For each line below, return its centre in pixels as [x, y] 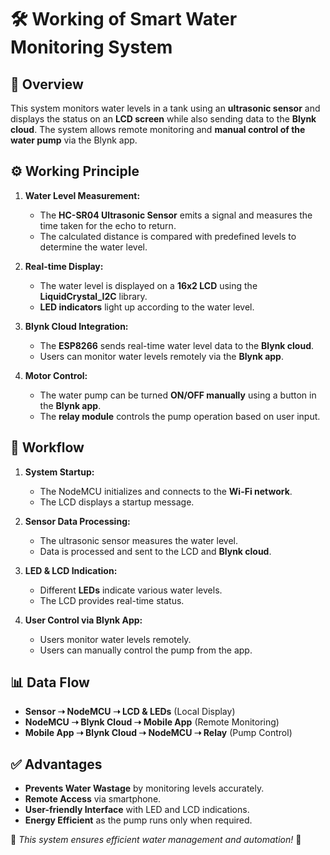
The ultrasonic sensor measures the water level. [138, 540]
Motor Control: [56, 375]
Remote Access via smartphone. [93, 799]
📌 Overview [47, 84]
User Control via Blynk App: [83, 620]
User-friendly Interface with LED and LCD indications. [137, 810]
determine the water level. [93, 247]
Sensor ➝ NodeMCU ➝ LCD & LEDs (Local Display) [130, 712]
